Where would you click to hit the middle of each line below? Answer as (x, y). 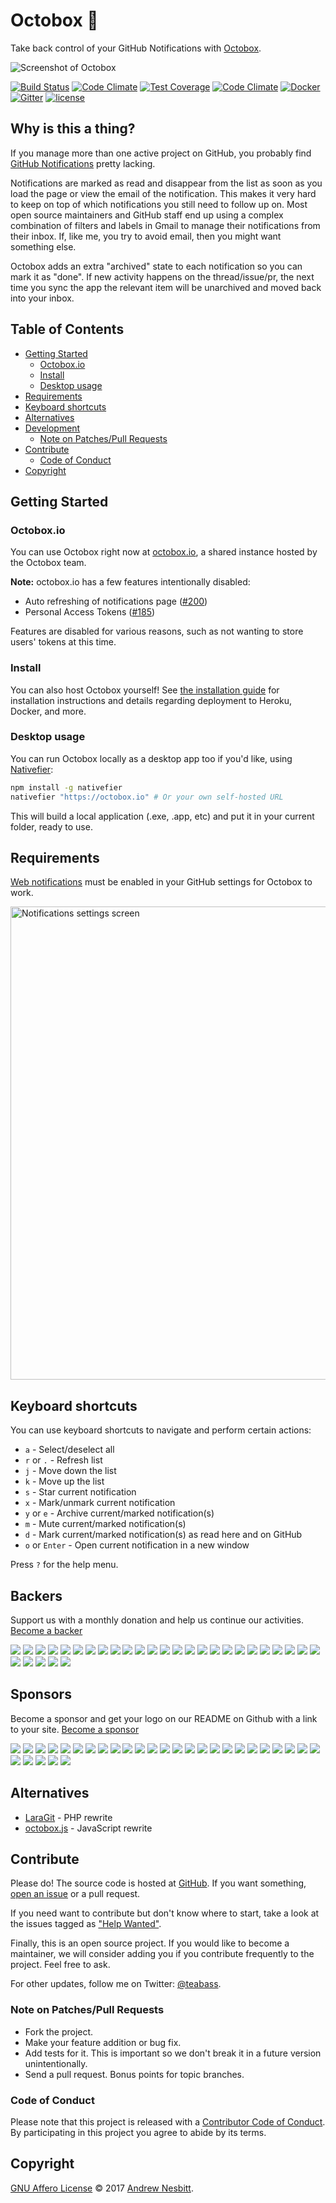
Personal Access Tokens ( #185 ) (90, 612)
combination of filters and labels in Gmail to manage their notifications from (165, 225)
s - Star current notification (80, 1492)
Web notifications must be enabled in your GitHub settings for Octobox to (161, 882)
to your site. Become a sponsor (75, 1729)
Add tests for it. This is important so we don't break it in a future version (173, 2053)
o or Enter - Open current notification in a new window (137, 1545)
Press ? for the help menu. (64, 1565)
